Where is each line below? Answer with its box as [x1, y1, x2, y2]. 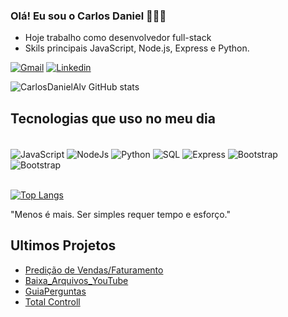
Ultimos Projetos [10, 237, 117, 254]
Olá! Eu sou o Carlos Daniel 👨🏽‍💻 [10, 9, 167, 23]
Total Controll [24, 295, 81, 308]
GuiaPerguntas [24, 285, 87, 297]
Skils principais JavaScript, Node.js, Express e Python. [24, 42, 250, 54]
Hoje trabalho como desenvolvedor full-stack [24, 32, 212, 44]
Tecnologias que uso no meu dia [10, 110, 216, 127]
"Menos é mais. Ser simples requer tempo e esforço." [10, 208, 231, 220]
